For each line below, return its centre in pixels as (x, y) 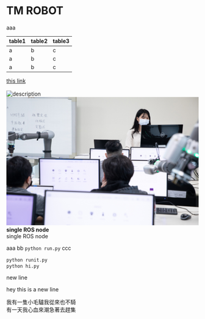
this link (16, 81)
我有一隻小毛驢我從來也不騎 (41, 302)
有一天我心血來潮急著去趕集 (41, 310)
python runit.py (27, 260)
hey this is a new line (33, 290)
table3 (61, 41)
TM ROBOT (35, 11)
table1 (17, 41)
